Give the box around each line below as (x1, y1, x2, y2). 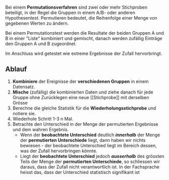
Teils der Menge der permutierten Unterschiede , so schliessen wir (20, 158, 160, 164)
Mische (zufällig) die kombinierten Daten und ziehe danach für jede (12, 89, 153, 95)
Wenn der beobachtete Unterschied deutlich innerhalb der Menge (20, 132, 160, 138)
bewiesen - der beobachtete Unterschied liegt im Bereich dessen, (20, 142, 157, 148)
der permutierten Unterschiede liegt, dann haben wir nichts (20, 137, 146, 143)
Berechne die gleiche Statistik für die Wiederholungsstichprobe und (12, 105, 156, 111)
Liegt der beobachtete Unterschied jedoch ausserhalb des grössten (20, 153, 164, 159)
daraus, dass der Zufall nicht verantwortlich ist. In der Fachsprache (20, 163, 160, 170)
